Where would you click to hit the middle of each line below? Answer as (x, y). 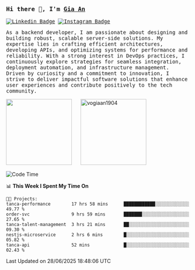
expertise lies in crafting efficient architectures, (85, 44)
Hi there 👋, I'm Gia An (46, 9)
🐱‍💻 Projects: (22, 199)
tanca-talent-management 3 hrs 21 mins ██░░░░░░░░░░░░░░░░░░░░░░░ (98, 225)
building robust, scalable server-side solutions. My (85, 38)
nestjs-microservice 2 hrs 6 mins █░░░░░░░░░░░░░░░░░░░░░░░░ (98, 235)
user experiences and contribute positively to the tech (89, 85)
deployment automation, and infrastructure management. (88, 68)
